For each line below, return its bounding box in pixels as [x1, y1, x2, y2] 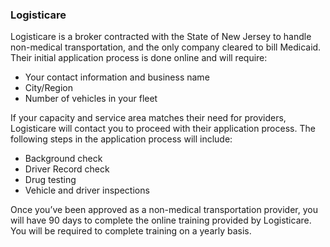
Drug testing [24, 174, 77, 186]
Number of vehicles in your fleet [24, 93, 158, 105]
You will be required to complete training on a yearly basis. [10, 225, 252, 237]
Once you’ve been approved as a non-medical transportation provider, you [10, 204, 318, 216]
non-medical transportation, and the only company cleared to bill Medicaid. [10, 41, 322, 53]
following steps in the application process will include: [10, 133, 233, 145]
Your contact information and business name [24, 71, 210, 83]
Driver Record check [24, 163, 110, 175]
